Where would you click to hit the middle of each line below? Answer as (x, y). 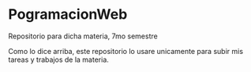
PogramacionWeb (68, 14)
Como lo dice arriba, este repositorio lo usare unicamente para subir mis (126, 51)
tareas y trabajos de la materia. (58, 59)
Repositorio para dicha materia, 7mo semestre (83, 36)
